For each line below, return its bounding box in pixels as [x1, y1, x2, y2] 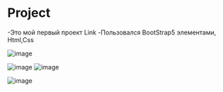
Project [7, 5, 51, 21]
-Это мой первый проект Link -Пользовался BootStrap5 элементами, [7, 28, 217, 37]
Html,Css [7, 35, 34, 44]
